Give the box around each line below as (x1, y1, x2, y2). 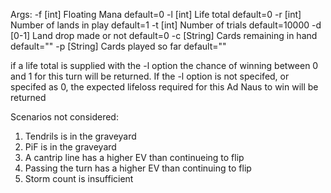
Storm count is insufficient (24, 173, 134, 184)
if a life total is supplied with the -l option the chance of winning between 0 (10, 60, 319, 71)
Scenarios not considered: (10, 111, 119, 123)
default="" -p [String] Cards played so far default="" (10, 40, 227, 52)
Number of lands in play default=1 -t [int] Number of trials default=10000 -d (10, 19, 322, 31)
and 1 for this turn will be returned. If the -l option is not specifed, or (10, 70, 290, 82)
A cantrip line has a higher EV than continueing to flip (24, 152, 245, 163)
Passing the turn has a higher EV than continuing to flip (24, 162, 252, 174)
